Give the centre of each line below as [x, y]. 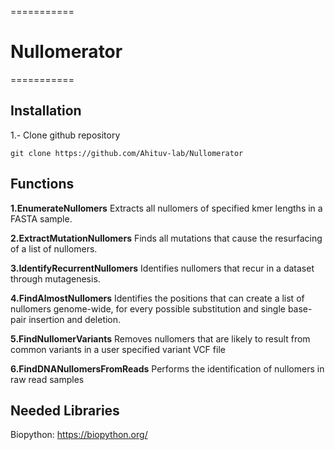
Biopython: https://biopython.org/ [79, 435]
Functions [42, 184]
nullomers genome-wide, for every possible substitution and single [148, 308]
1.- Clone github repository [65, 135]
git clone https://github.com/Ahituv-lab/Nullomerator [127, 153]
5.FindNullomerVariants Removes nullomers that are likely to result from [160, 338]
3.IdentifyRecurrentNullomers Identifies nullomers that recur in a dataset [162, 268]
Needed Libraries [65, 410]
